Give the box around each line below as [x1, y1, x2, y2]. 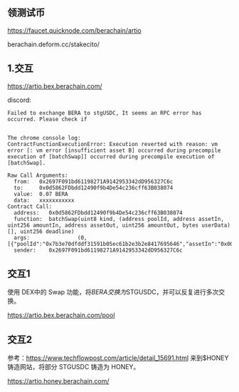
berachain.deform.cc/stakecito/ [7, 40, 100, 48]
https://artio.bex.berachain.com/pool [7, 311, 115, 319]
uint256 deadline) [20, 227, 75, 235]
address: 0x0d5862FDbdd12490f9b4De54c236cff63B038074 [14, 209, 183, 216]
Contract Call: [7, 202, 53, 210]
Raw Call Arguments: [7, 172, 69, 179]
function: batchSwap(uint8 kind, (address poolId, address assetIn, [14, 215, 224, 222]
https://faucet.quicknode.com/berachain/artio [7, 26, 142, 34]
